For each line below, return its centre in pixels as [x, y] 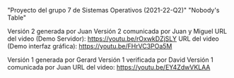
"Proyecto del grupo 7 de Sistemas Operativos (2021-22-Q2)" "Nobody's [113, 10]
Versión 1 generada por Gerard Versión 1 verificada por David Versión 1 [110, 60]
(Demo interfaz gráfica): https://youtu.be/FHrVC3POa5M [90, 46]
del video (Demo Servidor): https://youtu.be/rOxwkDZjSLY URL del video [113, 39]
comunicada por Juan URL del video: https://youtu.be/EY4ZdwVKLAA [109, 67]
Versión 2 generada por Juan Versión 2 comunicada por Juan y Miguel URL [117, 31]
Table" [17, 18]
